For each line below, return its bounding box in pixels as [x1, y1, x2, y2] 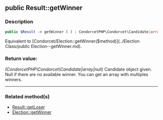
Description [5, 18, 33, 25]
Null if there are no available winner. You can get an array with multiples [5, 71, 148, 77]
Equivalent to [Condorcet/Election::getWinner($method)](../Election [5, 38, 140, 44]
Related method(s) [5, 93, 50, 100]
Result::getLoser [12, 104, 45, 110]
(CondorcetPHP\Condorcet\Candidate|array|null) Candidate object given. [5, 66, 152, 72]
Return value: [5, 55, 38, 62]
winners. [5, 76, 23, 82]
